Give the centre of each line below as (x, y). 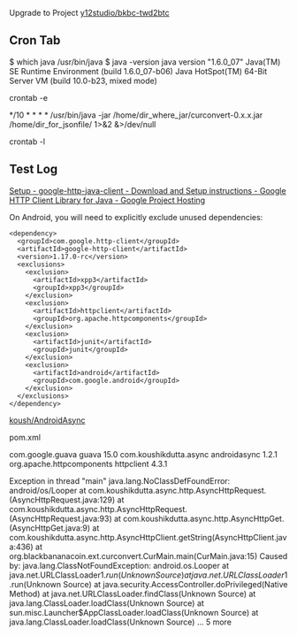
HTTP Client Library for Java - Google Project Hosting (107, 200)
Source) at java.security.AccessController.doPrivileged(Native (175, 584)
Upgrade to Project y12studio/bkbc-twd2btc (89, 13)
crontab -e (29, 97)
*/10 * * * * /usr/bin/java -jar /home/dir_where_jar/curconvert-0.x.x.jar (136, 115)
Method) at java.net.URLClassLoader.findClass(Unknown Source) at (133, 594)
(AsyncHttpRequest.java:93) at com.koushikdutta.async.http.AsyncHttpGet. (147, 518)
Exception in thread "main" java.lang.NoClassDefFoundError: (120, 480)
